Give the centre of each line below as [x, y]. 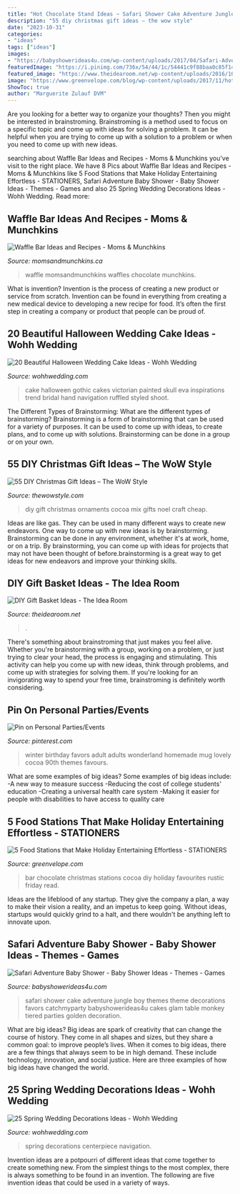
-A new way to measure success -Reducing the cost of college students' [115, 784]
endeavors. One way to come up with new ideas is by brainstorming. [108, 530]
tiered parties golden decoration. [73, 1015]
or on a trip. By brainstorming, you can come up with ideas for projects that [118, 546]
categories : [25, 34]
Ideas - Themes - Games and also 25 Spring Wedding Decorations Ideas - [116, 189]
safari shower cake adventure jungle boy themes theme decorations [125, 1000]
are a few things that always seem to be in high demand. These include [112, 1052]
